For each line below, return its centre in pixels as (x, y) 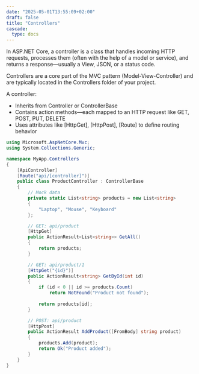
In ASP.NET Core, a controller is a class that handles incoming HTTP (91, 51)
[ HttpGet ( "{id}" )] (51, 270)
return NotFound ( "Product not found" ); (99, 293)
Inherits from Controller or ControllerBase (66, 106)
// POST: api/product (55, 320)
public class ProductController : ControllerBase (81, 182)
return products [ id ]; (66, 304)
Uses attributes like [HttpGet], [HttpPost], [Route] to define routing (97, 125)
